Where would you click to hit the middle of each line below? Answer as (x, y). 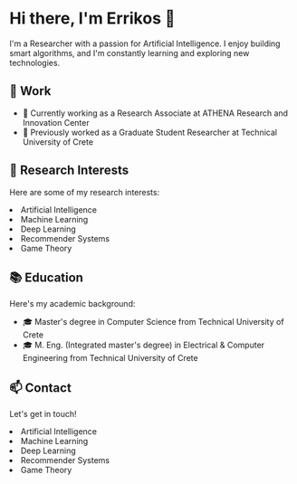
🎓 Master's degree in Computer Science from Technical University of (153, 322)
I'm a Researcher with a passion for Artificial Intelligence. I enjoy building (145, 43)
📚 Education (47, 277)
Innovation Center (56, 122)
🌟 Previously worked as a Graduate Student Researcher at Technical (150, 132)
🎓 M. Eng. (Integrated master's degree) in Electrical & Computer (144, 345)
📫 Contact (41, 388)
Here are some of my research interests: (85, 192)
